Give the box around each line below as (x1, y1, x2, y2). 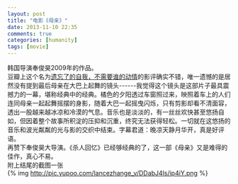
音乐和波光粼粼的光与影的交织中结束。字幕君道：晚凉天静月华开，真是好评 (7, 125, 225, 134)
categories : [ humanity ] (7, 37, 78, 44)
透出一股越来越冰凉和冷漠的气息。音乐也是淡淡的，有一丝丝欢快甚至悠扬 (7, 108, 218, 116)
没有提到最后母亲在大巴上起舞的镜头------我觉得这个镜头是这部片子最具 (13, 81, 223, 89)
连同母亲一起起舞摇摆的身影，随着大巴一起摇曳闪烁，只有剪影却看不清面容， (7, 99, 231, 107)
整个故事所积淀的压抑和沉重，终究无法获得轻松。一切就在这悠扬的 (38, 117, 231, 125)
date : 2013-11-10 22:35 (7, 23, 78, 30)
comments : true (7, 30, 52, 38)
